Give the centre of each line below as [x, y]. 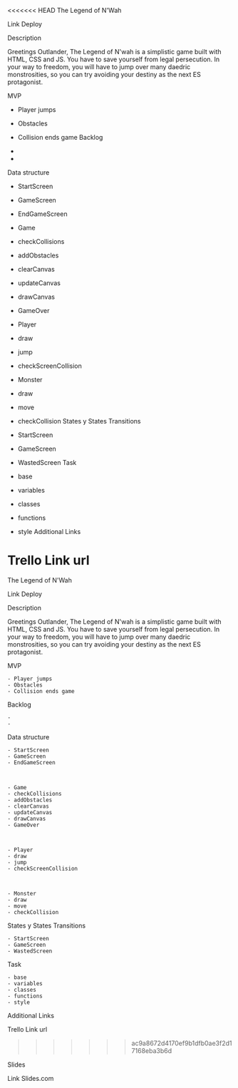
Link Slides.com [31, 1078]
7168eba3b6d [152, 1050]
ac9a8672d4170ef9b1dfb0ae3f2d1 [182, 1043]
